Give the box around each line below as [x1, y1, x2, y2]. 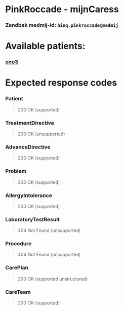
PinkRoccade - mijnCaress [5, 4, 119, 15]
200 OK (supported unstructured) [17, 276, 88, 282]
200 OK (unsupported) [17, 131, 65, 137]
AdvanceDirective [5, 143, 51, 150]
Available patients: [5, 41, 86, 52]
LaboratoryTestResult [5, 216, 60, 223]
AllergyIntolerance [5, 191, 52, 199]
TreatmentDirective [5, 119, 55, 126]
